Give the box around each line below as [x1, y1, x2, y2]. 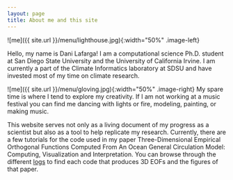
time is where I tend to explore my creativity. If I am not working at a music [7, 92, 220, 101]
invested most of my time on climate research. [7, 71, 140, 80]
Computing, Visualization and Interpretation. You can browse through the [7, 150, 217, 158]
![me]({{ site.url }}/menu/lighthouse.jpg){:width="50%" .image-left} [7, 35, 200, 44]
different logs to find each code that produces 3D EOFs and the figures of [7, 157, 218, 165]
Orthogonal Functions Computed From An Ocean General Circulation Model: [7, 142, 225, 151]
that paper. [7, 165, 38, 173]
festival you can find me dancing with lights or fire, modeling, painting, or [7, 99, 217, 108]
